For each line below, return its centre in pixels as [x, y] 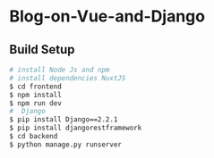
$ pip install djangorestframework [76, 128]
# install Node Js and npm [60, 70]
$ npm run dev [36, 103]
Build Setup [42, 50]
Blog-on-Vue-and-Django [107, 17]
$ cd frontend [36, 87]
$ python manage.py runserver [66, 145]
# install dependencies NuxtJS [68, 78]
